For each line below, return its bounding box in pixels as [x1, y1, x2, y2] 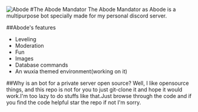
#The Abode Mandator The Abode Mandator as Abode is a [30, 6, 176, 13]
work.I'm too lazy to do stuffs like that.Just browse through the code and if [6, 93, 192, 99]
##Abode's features [6, 24, 56, 31]
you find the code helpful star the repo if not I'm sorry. [6, 99, 141, 106]
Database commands [14, 61, 68, 68]
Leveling [14, 36, 36, 42]
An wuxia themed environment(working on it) [14, 68, 128, 75]
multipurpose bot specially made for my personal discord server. [6, 12, 167, 19]
